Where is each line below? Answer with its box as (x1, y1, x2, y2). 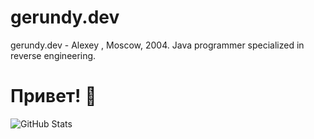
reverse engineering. (10, 49, 97, 61)
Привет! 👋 (10, 85, 97, 108)
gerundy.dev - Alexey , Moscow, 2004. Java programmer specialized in (10, 39, 305, 51)
